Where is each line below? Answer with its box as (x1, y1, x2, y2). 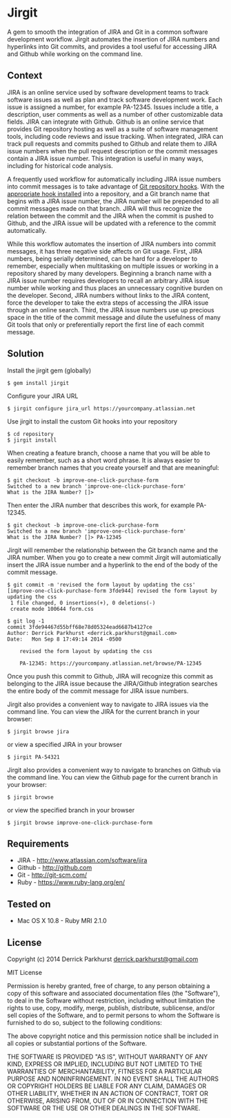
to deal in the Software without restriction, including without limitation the (7, 996, 215, 1005)
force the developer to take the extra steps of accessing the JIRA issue (7, 299, 209, 307)
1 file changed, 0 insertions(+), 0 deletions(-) (10, 599, 156, 606)
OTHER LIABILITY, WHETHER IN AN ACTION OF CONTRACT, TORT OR (7, 1090, 208, 1097)
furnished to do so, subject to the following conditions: (7, 1018, 162, 1027)
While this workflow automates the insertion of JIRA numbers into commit (7, 240, 217, 248)
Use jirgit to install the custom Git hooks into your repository (7, 417, 178, 426)
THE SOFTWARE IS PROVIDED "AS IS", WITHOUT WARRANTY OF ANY (7, 1052, 208, 1061)
